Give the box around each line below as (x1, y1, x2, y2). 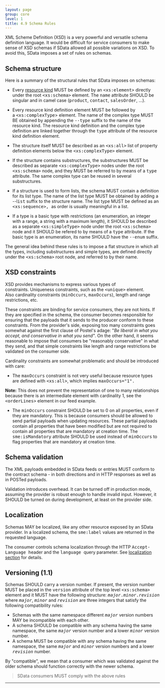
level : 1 (5, 16, 23, 21)
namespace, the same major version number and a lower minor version (12, 628, 160, 634)
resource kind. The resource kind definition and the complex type (12, 123, 145, 128)
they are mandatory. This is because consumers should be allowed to (12, 412, 153, 418)
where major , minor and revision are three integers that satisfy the (5, 597, 146, 603)
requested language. (5, 534, 47, 540)
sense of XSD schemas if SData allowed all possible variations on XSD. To (5, 45, 155, 51)
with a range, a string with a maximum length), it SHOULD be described (12, 219, 157, 224)
